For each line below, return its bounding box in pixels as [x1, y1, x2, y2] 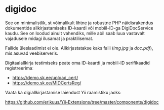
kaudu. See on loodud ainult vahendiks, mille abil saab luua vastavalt [5, 30, 145, 36]
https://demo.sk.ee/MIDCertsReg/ [12, 80, 82, 86]
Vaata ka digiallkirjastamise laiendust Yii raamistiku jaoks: [5, 89, 122, 95]
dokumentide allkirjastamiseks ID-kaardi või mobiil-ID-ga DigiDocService [5, 25, 154, 31]
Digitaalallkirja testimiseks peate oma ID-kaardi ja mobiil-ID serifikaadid [5, 60, 150, 66]
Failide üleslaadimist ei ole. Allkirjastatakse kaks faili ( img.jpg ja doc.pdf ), [5, 45, 153, 51]
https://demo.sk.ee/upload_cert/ [12, 74, 79, 80]
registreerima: [5, 65, 34, 71]
